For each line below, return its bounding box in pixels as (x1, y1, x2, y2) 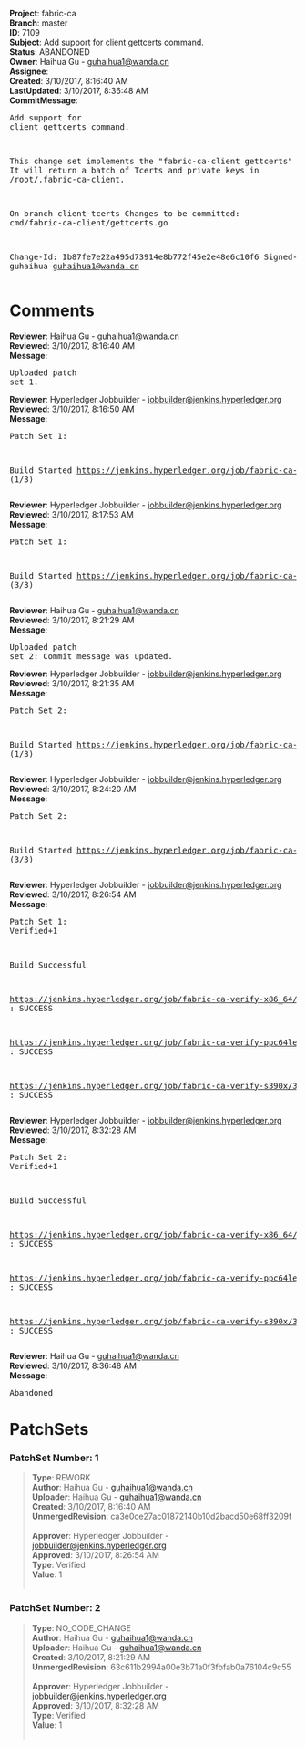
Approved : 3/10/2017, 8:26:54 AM (31, 1550, 159, 1561)
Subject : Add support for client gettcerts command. (9, 37, 205, 47)
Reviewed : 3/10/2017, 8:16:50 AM (9, 403, 135, 414)
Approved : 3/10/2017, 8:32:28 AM (31, 1700, 159, 1710)
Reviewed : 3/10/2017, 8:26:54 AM (9, 889, 137, 900)
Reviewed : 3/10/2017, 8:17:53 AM (9, 508, 134, 519)
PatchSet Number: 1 (9, 1451, 99, 1464)
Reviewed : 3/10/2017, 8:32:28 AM (9, 1125, 137, 1135)
